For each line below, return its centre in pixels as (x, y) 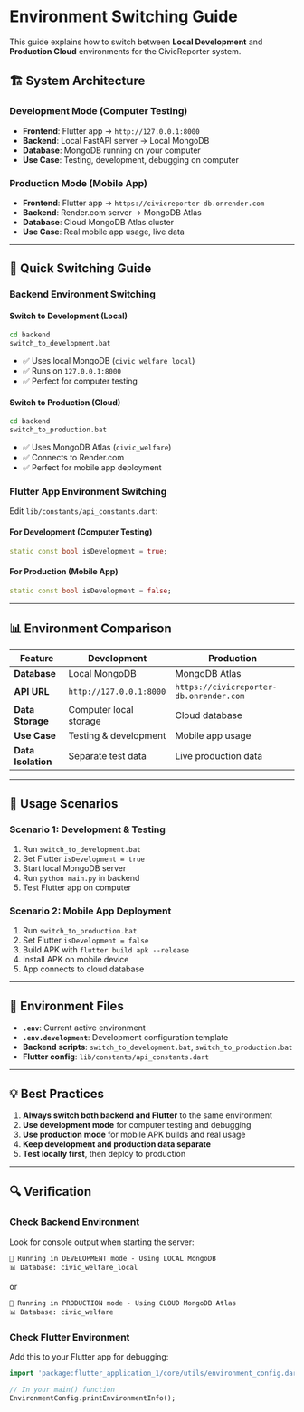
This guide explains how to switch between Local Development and (136, 42)
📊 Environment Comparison (90, 628)
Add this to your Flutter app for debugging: (89, 1357)
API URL (32, 692)
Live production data (219, 756)
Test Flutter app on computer (77, 887)
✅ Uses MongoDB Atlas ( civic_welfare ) (97, 447)
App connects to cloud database (83, 969)
